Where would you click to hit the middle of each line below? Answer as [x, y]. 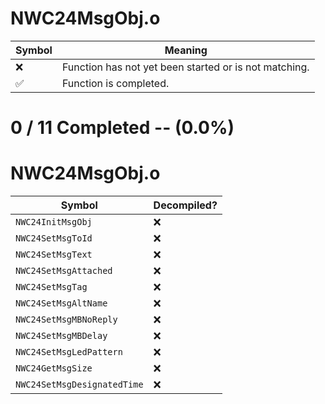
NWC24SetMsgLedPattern [69, 352]
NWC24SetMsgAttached [64, 271]
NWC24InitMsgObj [54, 222]
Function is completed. [115, 83]
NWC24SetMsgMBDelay [61, 336]
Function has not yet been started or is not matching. [185, 67]
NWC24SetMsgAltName [61, 303]
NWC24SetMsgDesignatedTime [79, 385]
